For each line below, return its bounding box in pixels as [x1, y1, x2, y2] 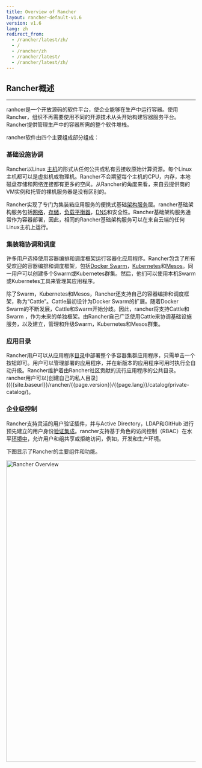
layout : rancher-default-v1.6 [6, 14, 82, 21]
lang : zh [6, 25, 28, 32]
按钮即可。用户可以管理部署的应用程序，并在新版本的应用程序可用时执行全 [6, 360, 191, 367]
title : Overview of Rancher [6, 8, 77, 15]
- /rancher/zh [11, 48, 47, 54]
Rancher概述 [6, 83, 55, 94]
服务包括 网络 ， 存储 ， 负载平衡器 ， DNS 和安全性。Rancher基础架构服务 [11, 208, 186, 215]
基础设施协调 [6, 150, 44, 159]
